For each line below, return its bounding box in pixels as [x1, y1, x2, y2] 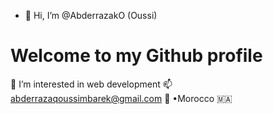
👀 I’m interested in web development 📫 [10, 78, 173, 90]
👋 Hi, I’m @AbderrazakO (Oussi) [24, 10, 158, 21]
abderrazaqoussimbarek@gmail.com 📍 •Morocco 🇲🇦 [10, 92, 233, 104]
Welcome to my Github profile [10, 45, 263, 67]
